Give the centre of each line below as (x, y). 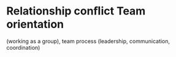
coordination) (23, 47)
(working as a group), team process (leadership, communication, (88, 41)
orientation (35, 25)
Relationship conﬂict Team (76, 11)
